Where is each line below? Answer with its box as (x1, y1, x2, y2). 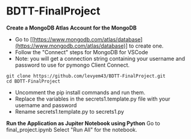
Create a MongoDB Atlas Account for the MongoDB (6, 24, 137, 31)
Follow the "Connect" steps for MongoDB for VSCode (14, 48, 149, 55)
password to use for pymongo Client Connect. (14, 61, 130, 69)
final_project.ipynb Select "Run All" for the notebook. (6, 126, 137, 133)
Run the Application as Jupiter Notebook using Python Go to (6, 119, 161, 127)
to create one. (128, 42, 164, 49)
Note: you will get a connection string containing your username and (14, 55, 186, 62)
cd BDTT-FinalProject (6, 78, 61, 84)
